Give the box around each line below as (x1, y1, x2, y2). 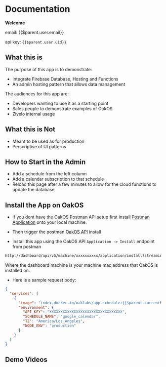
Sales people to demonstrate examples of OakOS (12, 105, 113, 112)
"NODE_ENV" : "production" (23, 324, 77, 328)
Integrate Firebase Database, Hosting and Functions (12, 76, 119, 82)
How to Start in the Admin (5, 158, 86, 166)
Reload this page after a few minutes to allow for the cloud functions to (12, 181, 157, 187)
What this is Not (5, 125, 55, 134)
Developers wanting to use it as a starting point (12, 100, 109, 106)
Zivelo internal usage (12, 111, 55, 117)
